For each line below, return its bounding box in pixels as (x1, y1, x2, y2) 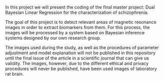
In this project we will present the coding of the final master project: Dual (5, 4, 155, 10)
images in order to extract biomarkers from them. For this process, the (5, 24, 150, 30)
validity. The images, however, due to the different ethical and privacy (5, 61, 149, 66)
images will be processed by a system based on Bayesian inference (5, 30, 145, 35)
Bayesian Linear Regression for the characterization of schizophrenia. (5, 9, 149, 15)
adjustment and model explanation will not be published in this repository (5, 50, 156, 56)
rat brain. (5, 71, 24, 77)
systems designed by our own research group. (5, 35, 101, 41)
